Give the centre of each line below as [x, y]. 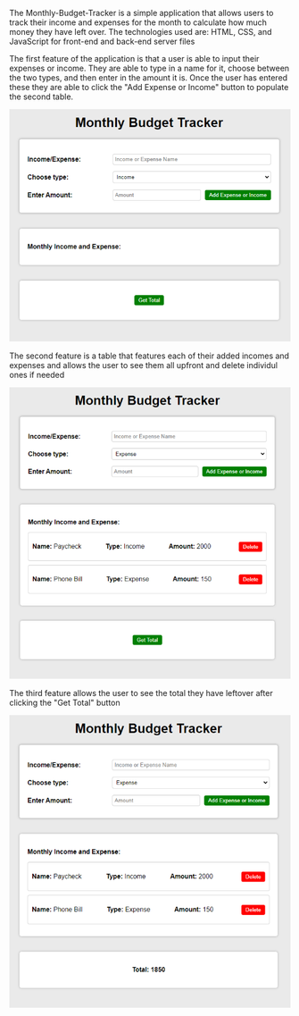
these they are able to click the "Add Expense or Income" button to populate [149, 87]
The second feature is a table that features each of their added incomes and [149, 356]
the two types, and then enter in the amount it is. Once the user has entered [149, 78]
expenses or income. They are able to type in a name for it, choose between [149, 68]
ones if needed [37, 375]
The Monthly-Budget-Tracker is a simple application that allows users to [141, 13]
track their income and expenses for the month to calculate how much [138, 22]
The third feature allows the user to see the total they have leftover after [141, 693]
